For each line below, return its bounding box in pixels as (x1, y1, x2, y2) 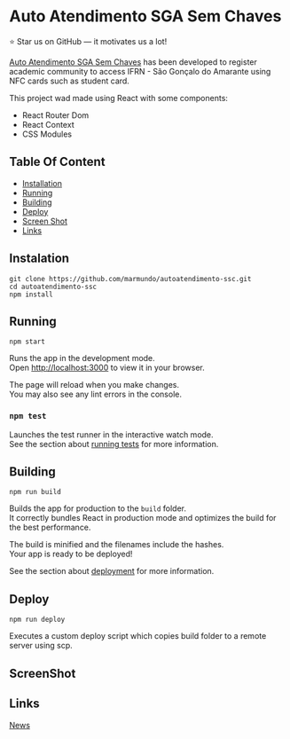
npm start (9, 337, 46, 347)
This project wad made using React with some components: (9, 92, 229, 103)
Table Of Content (9, 154, 106, 169)
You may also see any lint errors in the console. (9, 389, 182, 400)
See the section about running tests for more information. (9, 438, 219, 449)
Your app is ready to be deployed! (9, 548, 133, 560)
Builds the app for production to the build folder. (9, 503, 187, 514)
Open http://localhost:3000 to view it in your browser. (9, 362, 206, 373)
